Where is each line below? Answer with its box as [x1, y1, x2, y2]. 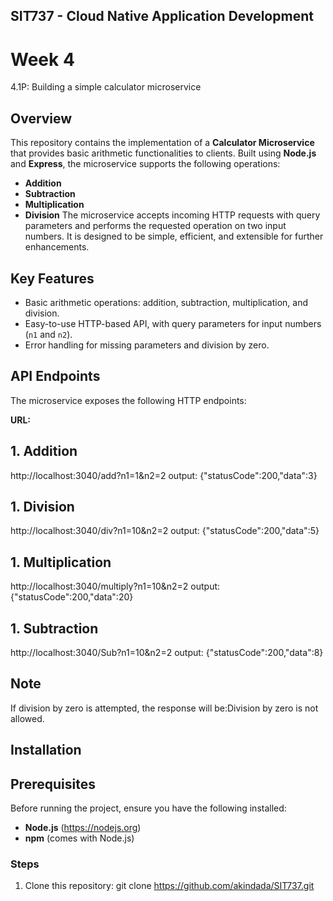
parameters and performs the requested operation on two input [24, 220, 287, 232]
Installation [10, 742, 82, 759]
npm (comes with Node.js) [24, 832, 135, 844]
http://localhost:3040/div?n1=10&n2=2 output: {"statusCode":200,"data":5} [10, 525, 320, 537]
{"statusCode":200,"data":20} [10, 591, 134, 603]
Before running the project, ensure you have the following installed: [10, 802, 287, 814]
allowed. [10, 712, 45, 724]
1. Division [10, 498, 75, 515]
